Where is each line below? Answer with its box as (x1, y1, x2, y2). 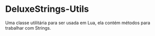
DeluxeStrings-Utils (5, 3, 89, 15)
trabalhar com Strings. (5, 25, 51, 31)
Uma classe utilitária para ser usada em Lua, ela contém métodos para (5, 20, 150, 26)
